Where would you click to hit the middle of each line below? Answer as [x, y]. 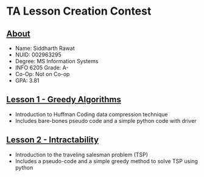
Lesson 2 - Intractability [53, 140]
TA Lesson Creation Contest [79, 11]
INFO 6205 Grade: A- [42, 68]
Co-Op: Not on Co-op [42, 74]
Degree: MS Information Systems [57, 61]
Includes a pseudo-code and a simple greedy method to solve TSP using [106, 161]
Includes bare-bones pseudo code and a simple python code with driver [106, 120]
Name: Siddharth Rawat [45, 48]
